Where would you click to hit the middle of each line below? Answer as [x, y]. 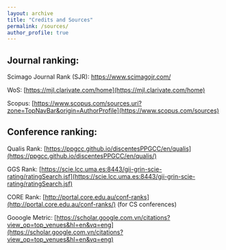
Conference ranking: [52, 132]
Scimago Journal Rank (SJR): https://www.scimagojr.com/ [89, 77]
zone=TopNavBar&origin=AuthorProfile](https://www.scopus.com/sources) [113, 111]
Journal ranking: [43, 60]
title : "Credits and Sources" [50, 20]
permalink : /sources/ [38, 26]
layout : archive [30, 13]
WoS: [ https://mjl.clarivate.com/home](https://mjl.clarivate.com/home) [106, 90]
